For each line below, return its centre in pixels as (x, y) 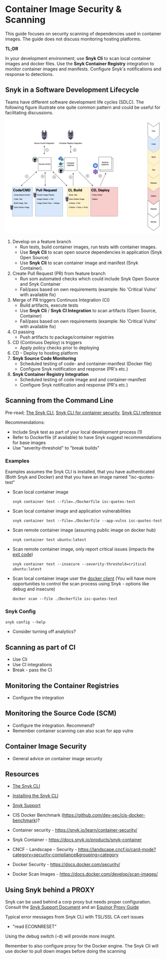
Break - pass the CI (32, 670)
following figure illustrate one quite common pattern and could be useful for (83, 107)
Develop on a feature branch (42, 241)
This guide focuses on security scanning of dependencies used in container (83, 33)
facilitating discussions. (29, 112)
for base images (29, 443)
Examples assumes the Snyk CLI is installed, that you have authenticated (80, 472)
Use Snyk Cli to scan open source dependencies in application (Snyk (91, 252)
